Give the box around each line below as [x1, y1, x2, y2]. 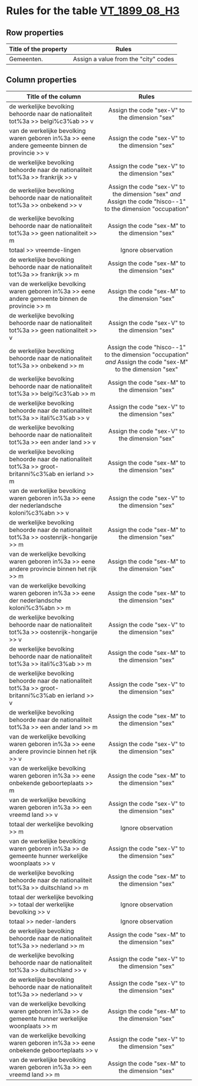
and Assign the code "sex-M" [105, 357, 189, 366]
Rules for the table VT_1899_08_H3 [6, 4, 180, 18]
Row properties [6, 28, 64, 38]
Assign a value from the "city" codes [72, 55, 174, 63]
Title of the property [9, 45, 68, 53]
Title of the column [26, 92, 81, 101]
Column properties [6, 75, 77, 85]
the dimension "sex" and [112, 190, 181, 198]
